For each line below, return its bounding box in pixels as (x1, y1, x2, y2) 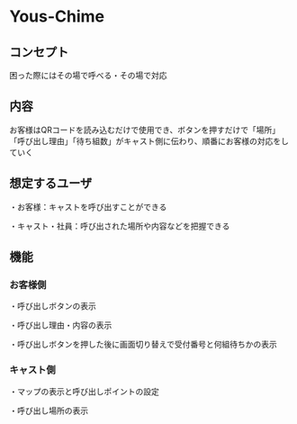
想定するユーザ (9, 176, 93, 191)
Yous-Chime (9, 6, 105, 27)
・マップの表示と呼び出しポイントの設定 (9, 385, 159, 397)
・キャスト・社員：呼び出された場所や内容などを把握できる (9, 221, 230, 231)
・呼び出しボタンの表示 (9, 301, 96, 311)
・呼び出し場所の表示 (9, 405, 88, 416)
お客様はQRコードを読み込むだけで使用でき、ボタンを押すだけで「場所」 (9, 124, 281, 135)
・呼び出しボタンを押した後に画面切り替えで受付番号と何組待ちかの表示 (9, 339, 277, 350)
